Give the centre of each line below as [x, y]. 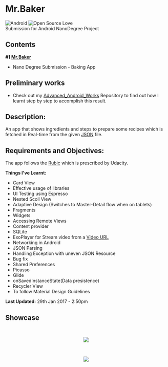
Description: [26, 116]
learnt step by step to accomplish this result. [59, 101]
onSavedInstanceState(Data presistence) [56, 281]
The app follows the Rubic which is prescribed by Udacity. [67, 163]
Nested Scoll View [32, 199]
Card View [24, 183]
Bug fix [20, 259]
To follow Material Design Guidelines [51, 292]
